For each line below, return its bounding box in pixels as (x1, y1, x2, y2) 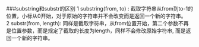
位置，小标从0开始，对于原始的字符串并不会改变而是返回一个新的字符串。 (6, 12, 187, 19)
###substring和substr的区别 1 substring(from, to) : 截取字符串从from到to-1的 (6, 5, 193, 12)
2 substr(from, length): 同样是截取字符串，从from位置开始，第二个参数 (6, 20, 179, 26)
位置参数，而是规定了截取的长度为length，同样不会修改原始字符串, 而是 (11, 27, 186, 34)
